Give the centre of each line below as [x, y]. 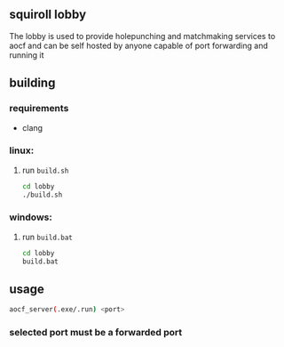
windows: [31, 217]
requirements [39, 109]
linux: [22, 150]
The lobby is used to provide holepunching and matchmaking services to [142, 36]
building [32, 83]
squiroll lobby [48, 15]
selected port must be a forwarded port [96, 333]
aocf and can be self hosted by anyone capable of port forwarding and [139, 45]
